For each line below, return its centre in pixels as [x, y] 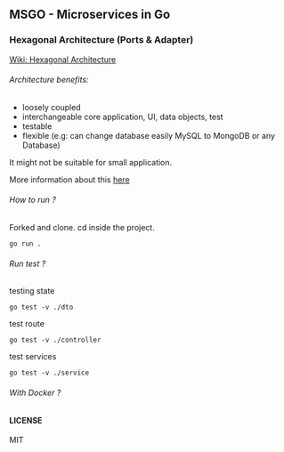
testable [37, 126]
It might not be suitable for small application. [91, 162]
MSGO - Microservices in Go [90, 15]
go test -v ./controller [55, 340]
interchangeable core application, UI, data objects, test [123, 117]
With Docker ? [35, 392]
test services [33, 357]
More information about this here [70, 179]
